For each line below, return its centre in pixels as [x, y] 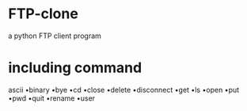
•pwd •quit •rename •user [52, 98]
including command [75, 68]
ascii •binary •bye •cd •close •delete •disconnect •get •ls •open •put [124, 90]
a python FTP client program [55, 36]
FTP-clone [44, 14]
